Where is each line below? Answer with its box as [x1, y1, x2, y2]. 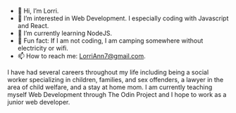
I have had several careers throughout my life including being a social [7, 68, 209, 77]
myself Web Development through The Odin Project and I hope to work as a [7, 91, 227, 98]
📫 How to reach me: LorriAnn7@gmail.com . [17, 52, 146, 60]
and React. [17, 22, 49, 29]
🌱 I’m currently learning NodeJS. [17, 29, 113, 37]
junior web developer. [7, 98, 70, 106]
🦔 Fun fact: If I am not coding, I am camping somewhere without [17, 36, 204, 45]
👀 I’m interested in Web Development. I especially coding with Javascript [17, 14, 229, 22]
